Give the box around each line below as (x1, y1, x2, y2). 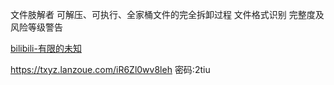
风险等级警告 (10, 21, 63, 33)
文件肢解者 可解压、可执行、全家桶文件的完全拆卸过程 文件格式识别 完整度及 (10, 9, 325, 20)
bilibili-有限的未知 (10, 43, 82, 54)
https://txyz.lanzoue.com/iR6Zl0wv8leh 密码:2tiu (10, 64, 211, 75)
